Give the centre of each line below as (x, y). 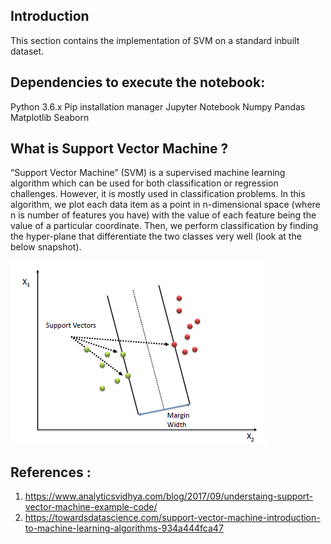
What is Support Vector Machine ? (119, 149)
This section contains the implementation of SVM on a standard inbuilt (155, 40)
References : (51, 472)
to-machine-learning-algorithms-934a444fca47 (124, 528)
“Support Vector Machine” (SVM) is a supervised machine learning (148, 173)
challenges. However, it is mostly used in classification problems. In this (158, 194)
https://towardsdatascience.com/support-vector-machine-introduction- (172, 518)
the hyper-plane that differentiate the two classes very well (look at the (156, 236)
